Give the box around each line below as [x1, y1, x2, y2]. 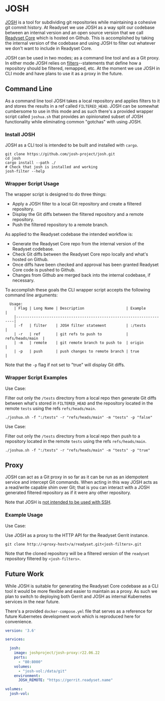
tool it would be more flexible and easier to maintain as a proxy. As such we [5, 588, 158, 594]
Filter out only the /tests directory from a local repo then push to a [5, 433, 140, 439]
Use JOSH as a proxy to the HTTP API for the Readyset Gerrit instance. [5, 532, 149, 538]
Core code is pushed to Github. [12, 267, 76, 273]
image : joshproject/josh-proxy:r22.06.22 [14, 650, 100, 655]
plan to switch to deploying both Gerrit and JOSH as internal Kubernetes [5, 593, 151, 599]
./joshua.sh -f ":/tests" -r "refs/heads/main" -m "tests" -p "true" [5, 448, 151, 453]
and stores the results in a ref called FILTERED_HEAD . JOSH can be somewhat [5, 103, 159, 109]
